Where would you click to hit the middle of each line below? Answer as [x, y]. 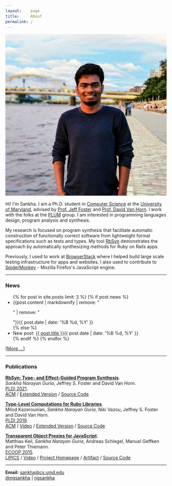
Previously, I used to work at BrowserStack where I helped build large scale [85, 257]
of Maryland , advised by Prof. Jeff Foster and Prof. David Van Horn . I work [84, 209]
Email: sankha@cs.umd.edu [35, 472]
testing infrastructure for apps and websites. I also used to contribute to [81, 262]
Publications [21, 366]
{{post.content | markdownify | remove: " [56, 302]
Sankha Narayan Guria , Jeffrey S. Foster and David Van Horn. [71, 383]
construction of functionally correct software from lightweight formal [78, 236]
